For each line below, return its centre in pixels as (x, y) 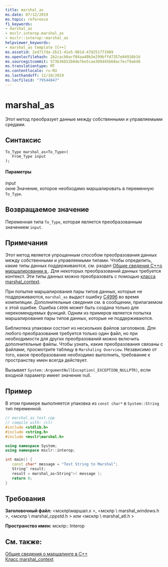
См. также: (24, 542)
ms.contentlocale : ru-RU (31, 71)
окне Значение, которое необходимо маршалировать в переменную (80, 188)
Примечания (26, 243)
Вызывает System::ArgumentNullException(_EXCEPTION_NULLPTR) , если (78, 370)
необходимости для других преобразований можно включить (72, 339)
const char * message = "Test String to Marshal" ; (65, 464)
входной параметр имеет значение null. (48, 375)
